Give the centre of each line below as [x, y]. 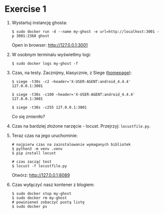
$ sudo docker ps [29, 206]
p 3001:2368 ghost [30, 36]
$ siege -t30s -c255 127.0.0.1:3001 [49, 107]
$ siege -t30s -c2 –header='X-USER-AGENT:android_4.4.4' [71, 81]
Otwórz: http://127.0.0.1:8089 [41, 175]
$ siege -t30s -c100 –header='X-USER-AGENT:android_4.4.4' [73, 94]
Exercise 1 [26, 9]
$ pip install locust [34, 153]
